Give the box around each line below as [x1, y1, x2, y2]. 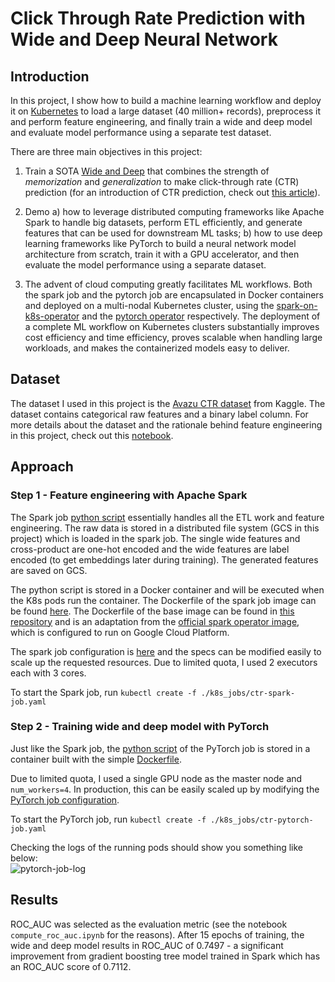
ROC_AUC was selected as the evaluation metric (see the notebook [10, 918, 288, 930]
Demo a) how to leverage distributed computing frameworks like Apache [24, 206, 325, 217]
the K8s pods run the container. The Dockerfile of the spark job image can [10, 594, 317, 606]
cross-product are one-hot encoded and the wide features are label [10, 543, 290, 555]
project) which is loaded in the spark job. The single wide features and [10, 532, 301, 544]
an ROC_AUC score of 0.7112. [10, 960, 132, 972]
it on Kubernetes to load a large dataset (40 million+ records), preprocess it [10, 105, 322, 117]
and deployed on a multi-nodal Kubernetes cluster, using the [24, 300, 275, 311]
